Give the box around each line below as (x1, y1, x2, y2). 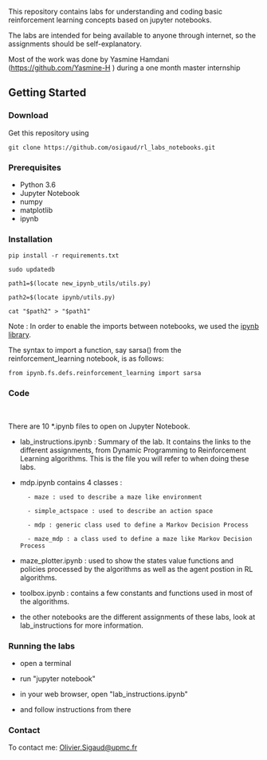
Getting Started (8, 86, 87, 100)
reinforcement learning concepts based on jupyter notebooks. (8, 15, 212, 25)
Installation (8, 233, 53, 245)
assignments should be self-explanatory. (8, 39, 142, 49)
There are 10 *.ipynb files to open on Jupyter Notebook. (8, 421, 190, 431)
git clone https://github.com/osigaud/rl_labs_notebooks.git (8, 143, 216, 151)
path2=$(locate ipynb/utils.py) (8, 294, 116, 302)
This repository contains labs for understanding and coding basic (8, 7, 223, 16)
